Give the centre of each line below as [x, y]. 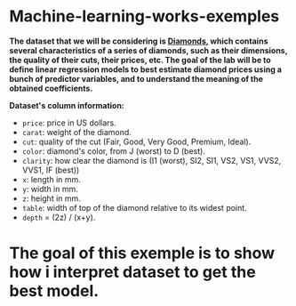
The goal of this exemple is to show [142, 253]
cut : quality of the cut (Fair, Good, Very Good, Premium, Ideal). [136, 141]
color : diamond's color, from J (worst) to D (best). [114, 151]
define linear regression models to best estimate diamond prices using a [146, 69]
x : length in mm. [52, 179]
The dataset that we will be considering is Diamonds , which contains [139, 41]
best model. [54, 291]
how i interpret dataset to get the [132, 272]
